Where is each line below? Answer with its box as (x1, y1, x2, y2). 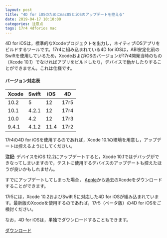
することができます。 (5, 183, 49, 189)
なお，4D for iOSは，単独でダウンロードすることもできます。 (5, 217, 131, 223)
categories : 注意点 (5, 21, 43, 26)
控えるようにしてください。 (18, 143, 75, 149)
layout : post (5, 7, 32, 12)
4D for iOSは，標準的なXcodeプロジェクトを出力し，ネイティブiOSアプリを (5, 40, 161, 46)
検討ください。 (5, 206, 36, 212)
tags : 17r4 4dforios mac (5, 26, 57, 31)
